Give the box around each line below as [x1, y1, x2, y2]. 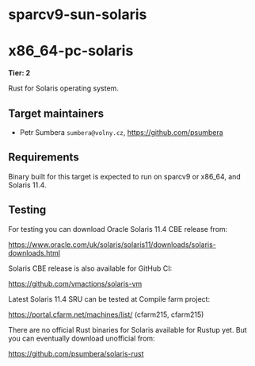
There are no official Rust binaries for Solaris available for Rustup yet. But [8, 325, 247, 334]
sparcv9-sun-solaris [8, 6, 147, 24]
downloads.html [8, 248, 61, 257]
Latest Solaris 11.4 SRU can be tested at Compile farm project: [8, 294, 211, 303]
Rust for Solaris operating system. [8, 83, 119, 93]
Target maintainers [8, 106, 105, 120]
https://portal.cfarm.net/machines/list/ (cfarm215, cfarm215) [8, 310, 204, 319]
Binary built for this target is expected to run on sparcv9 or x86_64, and [8, 171, 242, 181]
